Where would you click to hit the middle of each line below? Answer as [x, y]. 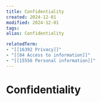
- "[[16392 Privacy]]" [34, 50]
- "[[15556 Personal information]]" [51, 60]
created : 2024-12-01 [31, 17]
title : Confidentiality [35, 11]
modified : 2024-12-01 [33, 22]
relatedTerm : [22, 44]
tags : [13, 28]
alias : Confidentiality [35, 34]
